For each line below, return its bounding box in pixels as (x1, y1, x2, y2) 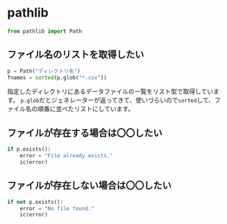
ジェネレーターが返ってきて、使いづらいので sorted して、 (51, 96, 215, 105)
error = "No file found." (19, 205, 95, 212)
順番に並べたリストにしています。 (37, 105, 135, 113)
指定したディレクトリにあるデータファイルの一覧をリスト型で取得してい (7, 87, 214, 96)
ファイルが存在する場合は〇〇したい (7, 127, 162, 139)
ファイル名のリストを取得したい (7, 49, 144, 60)
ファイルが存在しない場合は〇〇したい (7, 180, 171, 191)
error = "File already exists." (19, 153, 113, 160)
